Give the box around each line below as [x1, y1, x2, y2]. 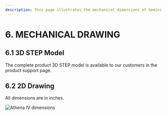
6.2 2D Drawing [5, 82, 55, 90]
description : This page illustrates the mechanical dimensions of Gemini [5, 7, 162, 12]
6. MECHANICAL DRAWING [5, 28, 120, 40]
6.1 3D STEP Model [5, 48, 64, 57]
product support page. [5, 67, 51, 73]
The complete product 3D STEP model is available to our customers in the [5, 62, 157, 68]
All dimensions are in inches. [5, 95, 64, 101]
